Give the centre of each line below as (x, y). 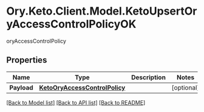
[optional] (185, 88)
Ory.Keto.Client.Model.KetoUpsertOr (102, 11)
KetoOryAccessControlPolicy (82, 88)
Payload (21, 88)
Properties (27, 60)
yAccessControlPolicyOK (71, 24)
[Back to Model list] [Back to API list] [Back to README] (76, 102)
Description (148, 77)
